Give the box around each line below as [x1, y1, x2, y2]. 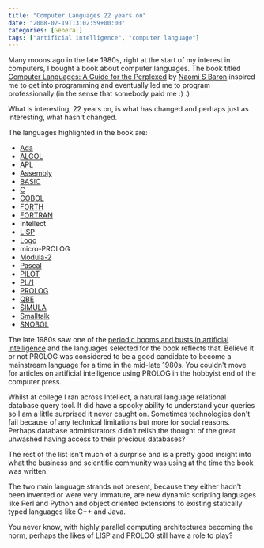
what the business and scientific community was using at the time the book [8, 458, 254, 467]
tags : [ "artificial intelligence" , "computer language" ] [8, 33, 200, 42]
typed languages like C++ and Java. [8, 507, 126, 516]
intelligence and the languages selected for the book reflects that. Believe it [8, 343, 255, 353]
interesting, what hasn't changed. [8, 112, 118, 123]
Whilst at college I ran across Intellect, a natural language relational [8, 392, 227, 402]
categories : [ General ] [8, 26, 83, 34]
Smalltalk [19, 312, 50, 321]
